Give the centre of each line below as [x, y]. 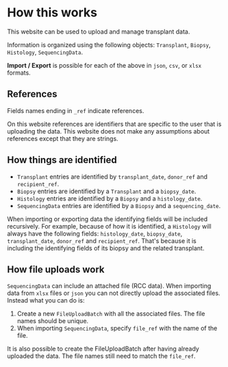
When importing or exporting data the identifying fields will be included [107, 219]
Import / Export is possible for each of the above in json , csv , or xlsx [104, 65]
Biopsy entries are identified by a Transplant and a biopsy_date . [106, 191]
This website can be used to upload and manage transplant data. [99, 31]
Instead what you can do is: [46, 301]
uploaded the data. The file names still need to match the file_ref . [102, 356]
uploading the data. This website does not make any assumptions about [109, 131]
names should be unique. [53, 321]
